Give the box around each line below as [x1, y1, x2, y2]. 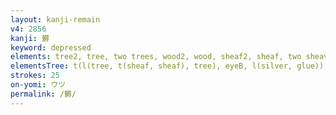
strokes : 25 [10, 71, 60, 81]
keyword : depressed [10, 42, 92, 53]
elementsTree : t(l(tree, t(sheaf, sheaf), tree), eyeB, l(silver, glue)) [10, 61, 325, 71]
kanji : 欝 [10, 33, 50, 43]
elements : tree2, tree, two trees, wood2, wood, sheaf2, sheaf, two [10, 52, 302, 62]
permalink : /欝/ [10, 89, 77, 99]
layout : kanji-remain [10, 14, 101, 25]
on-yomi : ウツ [10, 80, 67, 90]
